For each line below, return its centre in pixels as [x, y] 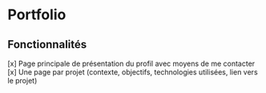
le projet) [22, 81]
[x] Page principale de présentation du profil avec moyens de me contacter [131, 63]
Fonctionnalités [47, 44]
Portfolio [37, 15]
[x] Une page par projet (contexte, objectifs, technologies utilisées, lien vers [133, 72]
